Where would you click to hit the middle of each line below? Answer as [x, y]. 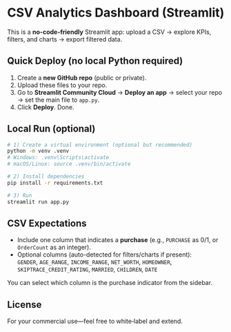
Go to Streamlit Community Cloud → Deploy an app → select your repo [120, 92]
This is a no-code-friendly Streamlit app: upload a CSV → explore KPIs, [109, 32]
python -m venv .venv [38, 151]
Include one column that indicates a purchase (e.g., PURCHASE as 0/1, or [118, 240]
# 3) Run [20, 195]
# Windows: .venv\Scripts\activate [58, 158]
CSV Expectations [47, 223]
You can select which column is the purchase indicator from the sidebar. [110, 283]
